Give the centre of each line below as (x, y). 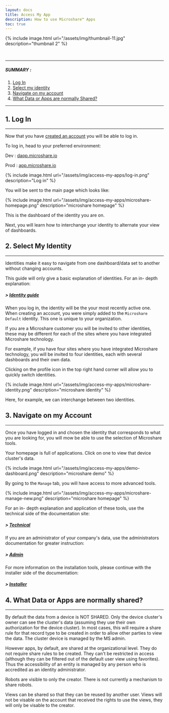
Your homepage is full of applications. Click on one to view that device (78, 453)
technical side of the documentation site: (48, 513)
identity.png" (19, 390)
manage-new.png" (25, 498)
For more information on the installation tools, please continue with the (78, 567)
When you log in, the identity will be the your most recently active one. (78, 308)
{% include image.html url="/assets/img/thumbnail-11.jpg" (65, 38)
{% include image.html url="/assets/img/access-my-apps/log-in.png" (77, 175)
